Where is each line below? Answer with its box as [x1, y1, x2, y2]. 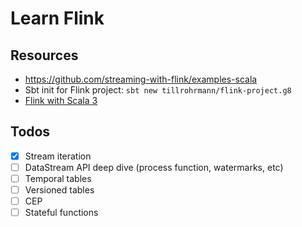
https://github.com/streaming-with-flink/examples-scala [24, 73, 258, 85]
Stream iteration [24, 150, 92, 162]
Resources [10, 47, 79, 64]
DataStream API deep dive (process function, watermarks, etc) [24, 161, 284, 173]
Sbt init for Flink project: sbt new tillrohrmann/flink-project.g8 [24, 84, 292, 96]
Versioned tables [24, 184, 95, 196]
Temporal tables [24, 172, 92, 184]
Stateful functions [24, 207, 99, 219]
